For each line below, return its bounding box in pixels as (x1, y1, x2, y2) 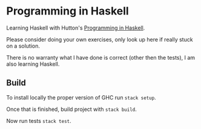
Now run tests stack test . (6, 117, 71, 124)
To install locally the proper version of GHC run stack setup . (6, 93, 156, 101)
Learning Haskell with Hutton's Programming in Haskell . (6, 24, 145, 31)
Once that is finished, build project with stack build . (6, 105, 137, 113)
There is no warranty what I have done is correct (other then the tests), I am (6, 54, 196, 61)
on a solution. (6, 42, 41, 49)
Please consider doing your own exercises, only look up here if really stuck (6, 36, 193, 43)
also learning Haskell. (6, 60, 60, 68)
